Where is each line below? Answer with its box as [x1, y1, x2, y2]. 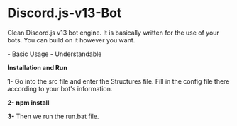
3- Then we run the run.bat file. [7, 112, 99, 120]
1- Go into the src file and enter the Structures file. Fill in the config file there [7, 76, 230, 86]
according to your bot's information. [7, 84, 113, 93]
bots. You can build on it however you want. [7, 35, 136, 44]
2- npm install [7, 98, 50, 107]
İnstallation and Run [7, 63, 67, 71]
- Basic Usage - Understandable [7, 50, 102, 58]
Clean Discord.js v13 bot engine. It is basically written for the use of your [7, 28, 220, 37]
